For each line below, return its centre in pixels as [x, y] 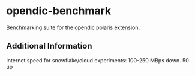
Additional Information [49, 46]
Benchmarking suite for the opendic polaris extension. [73, 27]
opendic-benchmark [59, 11]
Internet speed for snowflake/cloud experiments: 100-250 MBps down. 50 [97, 60]
